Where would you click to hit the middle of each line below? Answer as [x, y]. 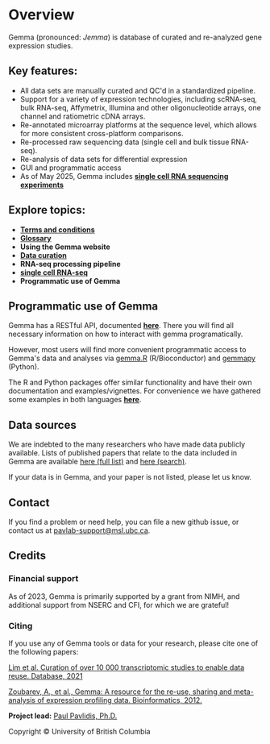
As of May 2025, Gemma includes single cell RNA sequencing [124, 176]
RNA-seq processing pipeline [70, 264]
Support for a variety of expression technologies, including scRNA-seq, [139, 99]
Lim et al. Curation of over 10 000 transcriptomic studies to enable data [127, 667]
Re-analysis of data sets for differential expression [104, 159]
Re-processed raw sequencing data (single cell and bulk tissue [125, 142]
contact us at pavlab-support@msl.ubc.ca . [79, 530]
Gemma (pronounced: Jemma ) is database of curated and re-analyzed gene [135, 37]
